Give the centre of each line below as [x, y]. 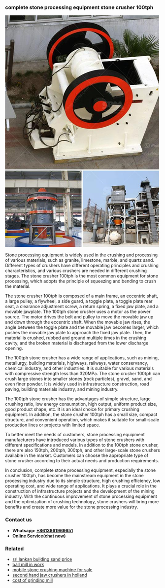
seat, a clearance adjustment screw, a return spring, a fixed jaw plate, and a [82, 307]
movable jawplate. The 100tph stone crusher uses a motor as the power [78, 311]
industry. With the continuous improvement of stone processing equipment [81, 496]
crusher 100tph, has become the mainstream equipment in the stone [75, 476]
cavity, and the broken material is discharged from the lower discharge [77, 343]
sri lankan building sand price [42, 559]
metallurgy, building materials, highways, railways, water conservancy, [77, 363]
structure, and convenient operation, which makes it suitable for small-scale [82, 420]
